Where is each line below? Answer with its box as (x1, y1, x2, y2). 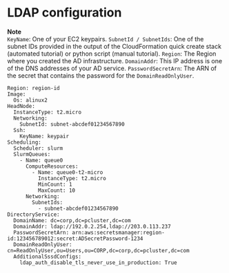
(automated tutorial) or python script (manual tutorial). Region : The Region (7, 50, 217, 58)
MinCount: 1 (37, 181, 72, 188)
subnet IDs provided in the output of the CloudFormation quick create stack (7, 42, 222, 50)
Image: (7, 91, 26, 98)
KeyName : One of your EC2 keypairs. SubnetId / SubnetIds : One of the (7, 34, 204, 43)
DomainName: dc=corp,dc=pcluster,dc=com (13, 217, 131, 224)
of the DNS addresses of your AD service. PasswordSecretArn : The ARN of (7, 64, 217, 72)
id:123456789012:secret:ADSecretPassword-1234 (7, 235, 143, 242)
